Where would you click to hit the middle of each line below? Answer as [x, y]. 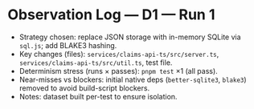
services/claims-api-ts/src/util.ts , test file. [96, 63]
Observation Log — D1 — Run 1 [111, 15]
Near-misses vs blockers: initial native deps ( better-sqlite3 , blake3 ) [133, 79]
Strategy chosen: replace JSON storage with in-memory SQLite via [130, 37]
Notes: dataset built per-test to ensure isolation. [98, 96]
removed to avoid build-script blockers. [84, 88]
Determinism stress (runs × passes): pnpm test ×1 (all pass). [118, 71]
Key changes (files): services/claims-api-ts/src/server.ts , [119, 54]
